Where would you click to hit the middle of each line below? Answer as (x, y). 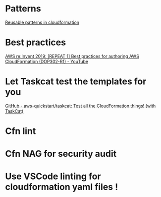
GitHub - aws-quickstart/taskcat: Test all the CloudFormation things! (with (80, 106)
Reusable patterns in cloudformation (42, 22)
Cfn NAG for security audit (61, 154)
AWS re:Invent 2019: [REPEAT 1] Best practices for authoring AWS (72, 56)
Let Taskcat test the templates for (76, 82)
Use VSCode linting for (53, 176)
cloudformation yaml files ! (62, 187)
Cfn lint (21, 131)
